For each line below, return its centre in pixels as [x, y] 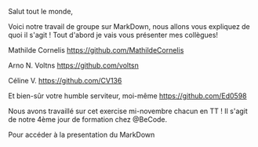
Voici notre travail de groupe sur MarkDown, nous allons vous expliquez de [129, 26]
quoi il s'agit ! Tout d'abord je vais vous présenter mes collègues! [113, 35]
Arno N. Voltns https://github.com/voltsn [74, 65]
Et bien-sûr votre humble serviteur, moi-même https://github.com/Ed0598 [127, 96]
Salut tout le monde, [40, 11]
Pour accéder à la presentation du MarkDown [82, 134]
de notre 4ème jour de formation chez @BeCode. [88, 119]
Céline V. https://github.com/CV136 [65, 81]
